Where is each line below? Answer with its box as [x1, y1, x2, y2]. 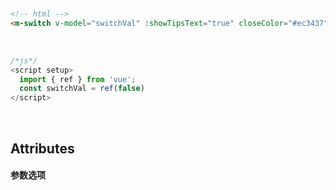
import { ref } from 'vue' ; [19, 74, 137, 84]
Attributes [10, 140, 75, 157]
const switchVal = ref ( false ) [19, 84, 145, 94]
